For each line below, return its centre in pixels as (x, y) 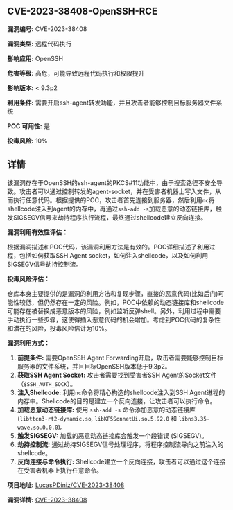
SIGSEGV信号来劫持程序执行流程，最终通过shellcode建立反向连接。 (110, 217)
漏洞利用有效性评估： (37, 232)
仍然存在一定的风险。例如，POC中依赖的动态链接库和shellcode (133, 302)
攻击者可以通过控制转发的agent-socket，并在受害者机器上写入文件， (117, 191)
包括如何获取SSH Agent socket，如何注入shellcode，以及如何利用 (114, 255)
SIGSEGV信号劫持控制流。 (45, 264)
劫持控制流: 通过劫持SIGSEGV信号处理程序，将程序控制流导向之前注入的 (120, 444)
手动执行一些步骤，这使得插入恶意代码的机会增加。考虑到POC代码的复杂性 (114, 319)
